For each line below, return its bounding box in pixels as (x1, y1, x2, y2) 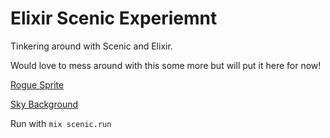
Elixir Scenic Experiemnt (10, 7, 218, 30)
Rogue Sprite (10, 78, 65, 91)
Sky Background (10, 98, 79, 110)
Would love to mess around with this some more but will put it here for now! (10, 59, 322, 71)
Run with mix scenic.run (10, 117, 112, 129)
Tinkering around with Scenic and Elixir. (10, 40, 173, 52)
